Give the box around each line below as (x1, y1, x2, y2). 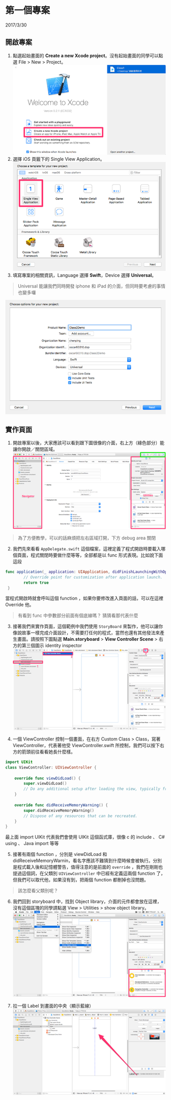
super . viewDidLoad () (23, 781, 67, 786)
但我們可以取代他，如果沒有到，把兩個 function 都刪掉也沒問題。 (12, 877, 149, 883)
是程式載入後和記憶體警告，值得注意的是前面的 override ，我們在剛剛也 (12, 864, 163, 870)
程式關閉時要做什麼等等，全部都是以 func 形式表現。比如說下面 (30, 552, 163, 558)
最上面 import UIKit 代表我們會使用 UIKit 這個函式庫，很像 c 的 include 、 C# (5, 834, 165, 840)
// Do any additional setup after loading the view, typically (23, 786, 160, 792)
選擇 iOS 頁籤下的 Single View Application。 (12, 156, 105, 162)
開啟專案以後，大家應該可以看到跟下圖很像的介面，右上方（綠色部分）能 (12, 440, 164, 446)
